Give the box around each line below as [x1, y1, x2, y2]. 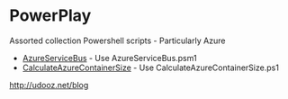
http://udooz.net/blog [9, 79, 89, 90]
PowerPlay [9, 5, 92, 26]
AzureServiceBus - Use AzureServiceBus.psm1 [22, 52, 197, 63]
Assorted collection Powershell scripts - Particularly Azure [9, 35, 226, 46]
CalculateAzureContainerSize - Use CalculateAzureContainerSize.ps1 [22, 62, 279, 73]
